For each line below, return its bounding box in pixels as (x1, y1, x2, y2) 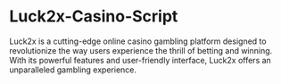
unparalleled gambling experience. (9, 64, 136, 75)
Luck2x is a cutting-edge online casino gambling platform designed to (9, 36, 267, 46)
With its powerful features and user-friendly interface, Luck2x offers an (9, 55, 272, 65)
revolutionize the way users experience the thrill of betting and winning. (9, 45, 273, 55)
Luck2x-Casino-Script (9, 6, 178, 27)
